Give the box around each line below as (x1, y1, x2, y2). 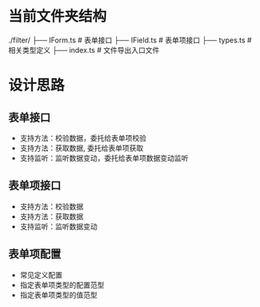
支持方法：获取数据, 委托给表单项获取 (19, 143, 144, 153)
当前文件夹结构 (8, 7, 107, 26)
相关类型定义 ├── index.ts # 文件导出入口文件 (8, 45, 160, 54)
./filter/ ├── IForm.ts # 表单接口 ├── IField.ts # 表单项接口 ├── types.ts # (8, 35, 252, 45)
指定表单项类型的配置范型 (19, 280, 105, 289)
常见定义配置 (19, 269, 62, 280)
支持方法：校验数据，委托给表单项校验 (19, 133, 146, 142)
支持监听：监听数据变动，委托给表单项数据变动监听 (19, 153, 189, 162)
